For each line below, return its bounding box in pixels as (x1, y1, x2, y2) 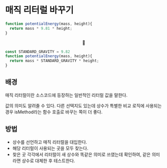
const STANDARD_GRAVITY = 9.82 (5, 49, 70, 54)
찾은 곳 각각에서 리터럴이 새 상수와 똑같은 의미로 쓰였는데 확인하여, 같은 (12, 151, 151, 157)
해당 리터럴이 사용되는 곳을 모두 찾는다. (12, 145, 89, 151)
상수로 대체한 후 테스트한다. (21, 158, 75, 164)
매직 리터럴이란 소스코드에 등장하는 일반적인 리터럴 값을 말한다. (5, 92, 128, 98)
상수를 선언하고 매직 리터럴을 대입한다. (12, 139, 87, 145)
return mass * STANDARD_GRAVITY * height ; (9, 58, 99, 64)
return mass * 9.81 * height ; (9, 26, 72, 31)
